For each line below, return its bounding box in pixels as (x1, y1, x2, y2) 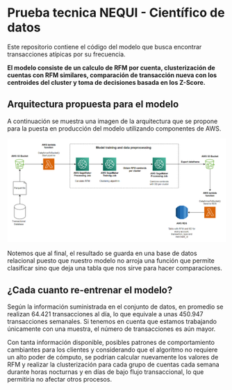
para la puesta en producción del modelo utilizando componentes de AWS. (7, 124, 222, 133)
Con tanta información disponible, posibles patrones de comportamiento (7, 338, 215, 346)
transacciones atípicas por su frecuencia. (7, 50, 126, 58)
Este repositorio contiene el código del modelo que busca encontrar (7, 42, 202, 51)
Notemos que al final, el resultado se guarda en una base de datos (7, 249, 197, 258)
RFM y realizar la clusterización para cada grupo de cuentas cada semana (7, 360, 220, 368)
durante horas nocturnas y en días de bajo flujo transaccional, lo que (7, 367, 204, 376)
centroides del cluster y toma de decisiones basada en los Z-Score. (7, 78, 206, 86)
